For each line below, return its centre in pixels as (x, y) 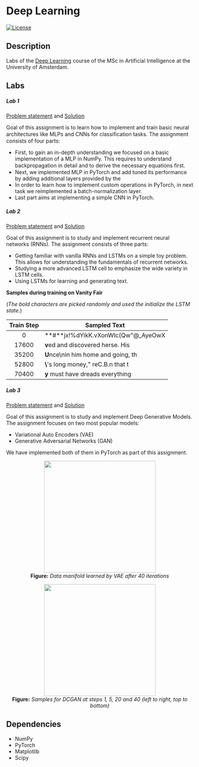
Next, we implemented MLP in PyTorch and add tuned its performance (101, 172)
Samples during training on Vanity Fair (54, 293)
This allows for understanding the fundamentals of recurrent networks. (102, 262)
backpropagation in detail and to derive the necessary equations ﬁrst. (100, 166)
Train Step (24, 325)
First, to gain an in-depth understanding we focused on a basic (92, 153)
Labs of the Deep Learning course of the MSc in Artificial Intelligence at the (98, 60)
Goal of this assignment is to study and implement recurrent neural (88, 238)
